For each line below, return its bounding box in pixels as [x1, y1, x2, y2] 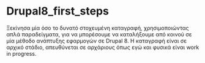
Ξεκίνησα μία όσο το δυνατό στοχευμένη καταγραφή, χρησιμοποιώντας [6, 24, 190, 31]
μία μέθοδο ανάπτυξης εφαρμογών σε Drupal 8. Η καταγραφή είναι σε [6, 37, 187, 44]
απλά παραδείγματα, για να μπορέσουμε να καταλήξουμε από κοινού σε [6, 30, 192, 38]
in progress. [6, 50, 37, 57]
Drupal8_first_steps [6, 4, 109, 18]
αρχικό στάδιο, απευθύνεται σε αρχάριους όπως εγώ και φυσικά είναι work [6, 44, 199, 51]
